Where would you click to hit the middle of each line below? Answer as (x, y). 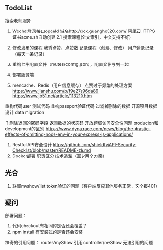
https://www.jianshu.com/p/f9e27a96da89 (55, 91)
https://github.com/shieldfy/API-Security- (95, 144)
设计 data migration (25, 112)
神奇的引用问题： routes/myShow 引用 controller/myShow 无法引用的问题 (79, 243)
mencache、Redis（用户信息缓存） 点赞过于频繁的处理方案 (72, 85)
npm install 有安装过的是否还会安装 (48, 232)
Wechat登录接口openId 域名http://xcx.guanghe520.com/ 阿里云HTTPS (83, 31)
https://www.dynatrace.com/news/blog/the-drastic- (98, 129)
